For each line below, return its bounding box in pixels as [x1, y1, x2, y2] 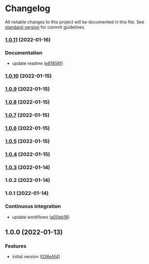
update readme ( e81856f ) [12, 60, 64, 66]
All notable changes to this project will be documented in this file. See [5, 19, 145, 25]
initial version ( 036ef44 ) [12, 254, 61, 260]
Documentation [5, 49, 43, 56]
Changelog [5, 3, 50, 14]
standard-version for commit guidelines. [5, 24, 85, 30]
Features [5, 243, 27, 249]
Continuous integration [5, 203, 61, 210]
